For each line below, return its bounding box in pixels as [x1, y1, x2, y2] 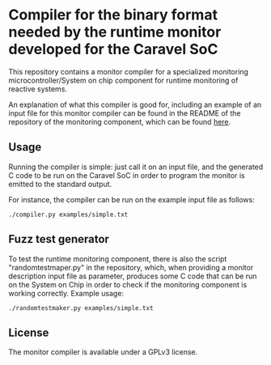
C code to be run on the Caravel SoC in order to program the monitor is [8, 170, 245, 180]
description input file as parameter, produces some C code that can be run [8, 271, 257, 281]
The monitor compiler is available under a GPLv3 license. [8, 347, 198, 357]
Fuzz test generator [8, 232, 109, 246]
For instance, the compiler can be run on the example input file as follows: [8, 194, 255, 204]
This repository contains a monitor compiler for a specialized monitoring [8, 66, 249, 76]
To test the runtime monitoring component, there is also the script [8, 253, 227, 264]
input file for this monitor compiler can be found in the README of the [8, 108, 241, 118]
